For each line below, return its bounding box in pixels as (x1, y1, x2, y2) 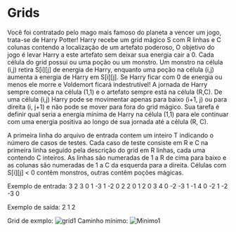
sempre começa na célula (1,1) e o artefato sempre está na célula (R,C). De (7, 88, 223, 96)
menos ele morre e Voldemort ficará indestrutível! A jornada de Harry (7, 80, 208, 88)
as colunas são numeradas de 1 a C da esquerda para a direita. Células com (7, 161, 227, 169)
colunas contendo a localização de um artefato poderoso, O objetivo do (7, 43, 215, 51)
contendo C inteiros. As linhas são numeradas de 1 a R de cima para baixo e (7, 153, 227, 162)
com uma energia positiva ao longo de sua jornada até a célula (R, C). (7, 117, 209, 125)
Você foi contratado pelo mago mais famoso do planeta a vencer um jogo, (7, 28, 222, 36)
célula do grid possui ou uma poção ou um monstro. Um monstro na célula (7, 57, 223, 66)
